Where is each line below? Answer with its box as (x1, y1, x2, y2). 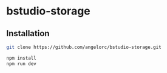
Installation (6, 28, 50, 39)
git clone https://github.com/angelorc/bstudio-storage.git (6, 44, 162, 50)
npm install (6, 55, 36, 61)
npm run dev (6, 60, 36, 67)
